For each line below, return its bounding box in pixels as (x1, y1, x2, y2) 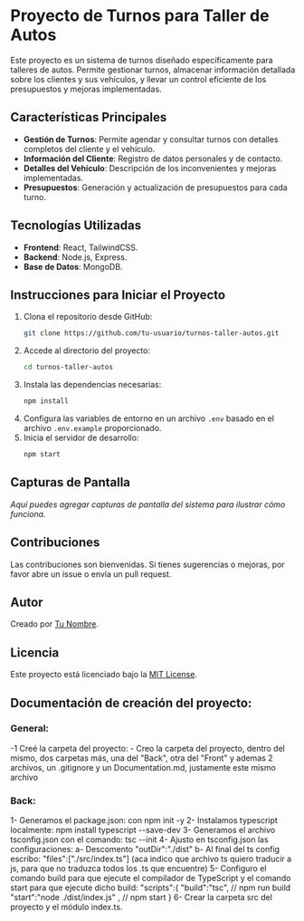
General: (10, 722, 49, 734)
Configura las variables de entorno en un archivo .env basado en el (23, 413, 275, 424)
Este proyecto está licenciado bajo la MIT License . (10, 669, 198, 680)
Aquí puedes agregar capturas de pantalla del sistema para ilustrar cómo (10, 499, 286, 510)
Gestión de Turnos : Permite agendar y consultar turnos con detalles (23, 133, 279, 145)
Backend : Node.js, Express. (23, 251, 128, 263)
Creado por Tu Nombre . (10, 619, 99, 629)
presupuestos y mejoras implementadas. (10, 83, 162, 94)
